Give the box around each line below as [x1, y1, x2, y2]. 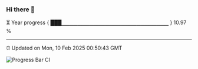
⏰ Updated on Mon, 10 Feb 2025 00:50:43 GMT [6, 44, 123, 52]
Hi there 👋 [6, 5, 35, 14]
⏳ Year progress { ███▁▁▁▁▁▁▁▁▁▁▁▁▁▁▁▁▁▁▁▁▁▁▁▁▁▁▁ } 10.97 [6, 19, 187, 26]
